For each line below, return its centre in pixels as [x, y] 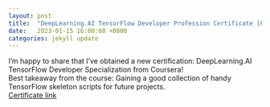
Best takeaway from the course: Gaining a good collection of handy [120, 78]
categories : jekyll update [53, 38]
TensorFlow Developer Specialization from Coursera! [96, 70]
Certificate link [33, 95]
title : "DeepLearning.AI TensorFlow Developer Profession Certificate [131, 23]
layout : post [30, 16]
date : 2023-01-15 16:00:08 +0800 [68, 31]
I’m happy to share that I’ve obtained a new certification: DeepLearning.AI [130, 61]
